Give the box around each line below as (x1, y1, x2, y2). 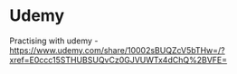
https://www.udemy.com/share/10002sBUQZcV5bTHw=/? (9, 44, 226, 55)
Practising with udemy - (9, 35, 99, 46)
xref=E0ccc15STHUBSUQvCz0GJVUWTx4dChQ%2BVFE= (9, 54, 228, 65)
